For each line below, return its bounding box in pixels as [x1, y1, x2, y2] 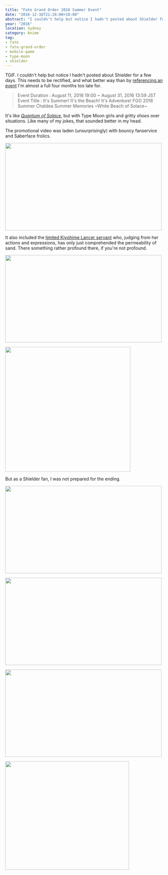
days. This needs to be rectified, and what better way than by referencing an [5, 77, 163, 83]
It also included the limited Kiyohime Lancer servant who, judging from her [5, 234, 159, 240]
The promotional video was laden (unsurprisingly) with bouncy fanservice [5, 128, 157, 134]
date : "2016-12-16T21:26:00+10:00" [5, 12, 79, 17]
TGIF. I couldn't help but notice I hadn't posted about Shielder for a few [5, 72, 151, 78]
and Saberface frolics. [5, 133, 51, 139]
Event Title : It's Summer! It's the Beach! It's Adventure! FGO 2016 [17, 98, 153, 104]
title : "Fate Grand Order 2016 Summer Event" [5, 7, 101, 12]
